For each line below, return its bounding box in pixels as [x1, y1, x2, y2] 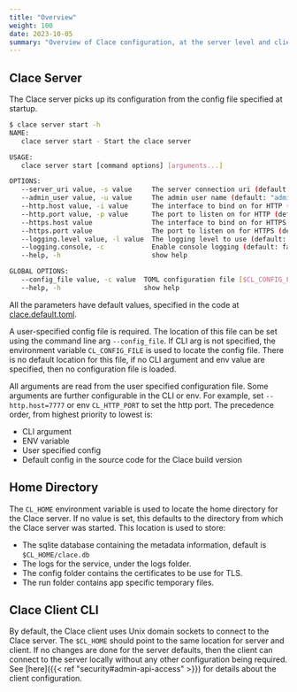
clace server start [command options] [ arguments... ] [20, 161, 224, 170]
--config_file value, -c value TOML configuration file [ [20, 275, 243, 284]
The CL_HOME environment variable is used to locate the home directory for [9, 504, 278, 514]
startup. [9, 104, 38, 114]
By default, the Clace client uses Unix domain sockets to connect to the [9, 626, 270, 637]
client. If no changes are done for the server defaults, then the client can [9, 645, 273, 656]
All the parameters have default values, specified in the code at [9, 299, 240, 310]
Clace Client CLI [9, 603, 99, 618]
